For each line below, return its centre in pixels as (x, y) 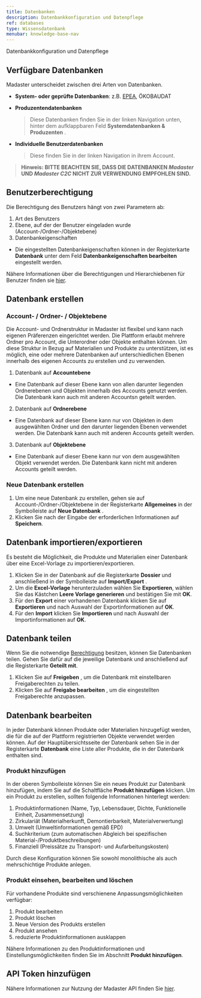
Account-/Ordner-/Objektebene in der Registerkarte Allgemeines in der (103, 504)
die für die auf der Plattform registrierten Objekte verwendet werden (91, 736)
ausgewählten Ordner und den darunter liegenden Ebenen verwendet (101, 427)
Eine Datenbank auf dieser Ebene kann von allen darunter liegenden (99, 385)
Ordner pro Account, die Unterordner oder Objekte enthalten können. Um (97, 342)
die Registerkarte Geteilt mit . (42, 666)
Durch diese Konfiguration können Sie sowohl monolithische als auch (91, 858)
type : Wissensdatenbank (36, 29)
